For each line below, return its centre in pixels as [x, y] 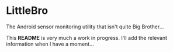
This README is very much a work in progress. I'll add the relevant [87, 38]
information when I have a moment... [50, 44]
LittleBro [27, 11]
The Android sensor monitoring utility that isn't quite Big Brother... [85, 27]
